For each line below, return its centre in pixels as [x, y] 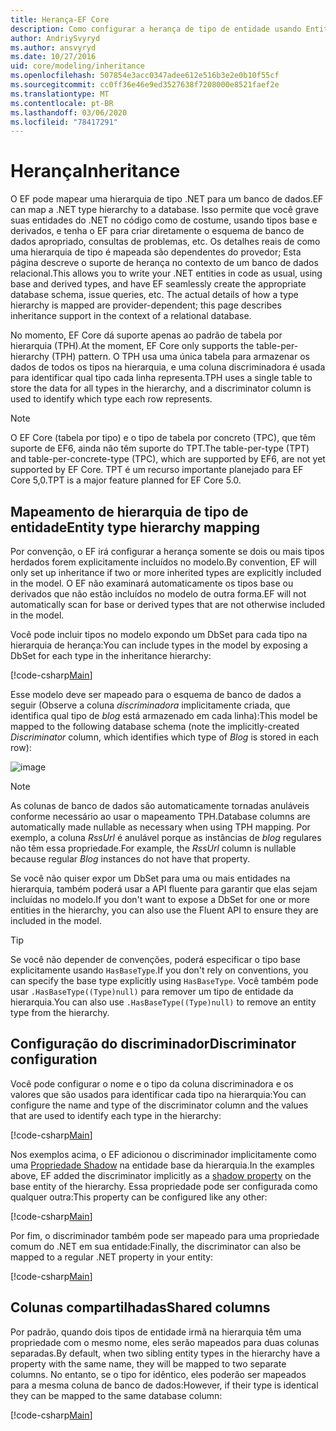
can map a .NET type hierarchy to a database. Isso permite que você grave [165, 210]
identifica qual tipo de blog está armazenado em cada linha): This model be [164, 715]
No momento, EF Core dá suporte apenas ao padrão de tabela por [146, 335]
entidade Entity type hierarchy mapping [135, 527]
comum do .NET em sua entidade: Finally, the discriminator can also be [156, 1246]
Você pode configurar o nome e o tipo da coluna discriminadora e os [152, 1083]
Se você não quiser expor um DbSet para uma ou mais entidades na [150, 878]
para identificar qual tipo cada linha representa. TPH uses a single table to [161, 378]
